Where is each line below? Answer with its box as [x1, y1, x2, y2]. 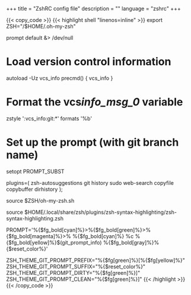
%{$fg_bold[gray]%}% [103, 239, 160, 246]
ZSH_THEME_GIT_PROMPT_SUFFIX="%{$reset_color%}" [6, 263, 146, 270]
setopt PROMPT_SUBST [6, 168, 65, 175]
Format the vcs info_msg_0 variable [6, 95, 183, 109]
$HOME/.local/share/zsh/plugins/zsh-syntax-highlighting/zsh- [24, 209, 177, 216]
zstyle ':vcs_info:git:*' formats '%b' [6, 115, 93, 122]
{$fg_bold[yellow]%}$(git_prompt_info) [6, 239, 102, 246]
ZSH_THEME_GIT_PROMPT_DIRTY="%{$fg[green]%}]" [6, 269, 141, 276]
